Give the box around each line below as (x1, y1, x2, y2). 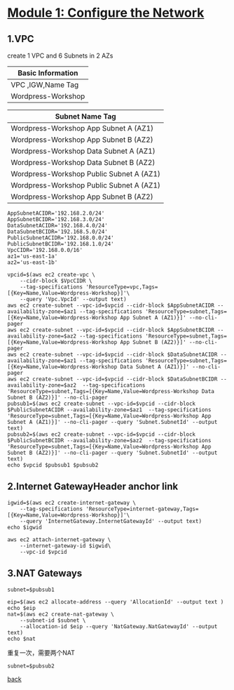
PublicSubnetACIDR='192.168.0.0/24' (7, 234, 114, 241)
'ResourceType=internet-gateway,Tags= (85, 505, 199, 512)
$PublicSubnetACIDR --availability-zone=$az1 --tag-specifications (7, 406, 212, 413)
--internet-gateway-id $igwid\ (20, 542, 111, 549)
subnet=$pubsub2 (7, 662, 55, 670)
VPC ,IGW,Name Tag (11, 80, 79, 89)
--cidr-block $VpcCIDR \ (20, 277, 92, 284)
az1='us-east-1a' (7, 253, 58, 260)
